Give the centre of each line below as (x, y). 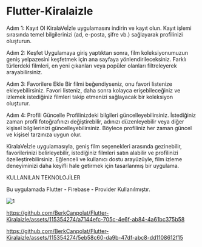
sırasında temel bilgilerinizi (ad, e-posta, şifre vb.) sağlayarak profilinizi (95, 34)
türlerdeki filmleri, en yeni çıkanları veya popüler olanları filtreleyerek (92, 66)
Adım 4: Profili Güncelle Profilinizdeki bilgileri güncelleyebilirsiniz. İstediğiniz (101, 115)
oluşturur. (18, 103)
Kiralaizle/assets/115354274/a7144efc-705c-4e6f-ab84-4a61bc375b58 (96, 219)
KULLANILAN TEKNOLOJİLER (43, 177)
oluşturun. (19, 41)
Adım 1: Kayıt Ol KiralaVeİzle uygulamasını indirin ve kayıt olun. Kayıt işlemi (99, 28)
